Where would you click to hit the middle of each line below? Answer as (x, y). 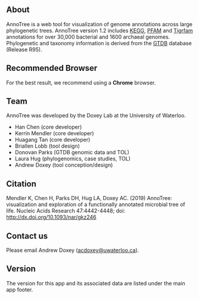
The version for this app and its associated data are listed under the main (96, 283)
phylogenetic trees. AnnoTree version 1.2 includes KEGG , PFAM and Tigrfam (99, 30)
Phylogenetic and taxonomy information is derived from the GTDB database (99, 43)
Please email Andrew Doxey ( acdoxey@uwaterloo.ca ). (73, 250)
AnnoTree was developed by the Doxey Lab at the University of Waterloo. (96, 116)
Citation (21, 184)
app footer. (20, 289)
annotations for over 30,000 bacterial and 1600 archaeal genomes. (88, 37)
